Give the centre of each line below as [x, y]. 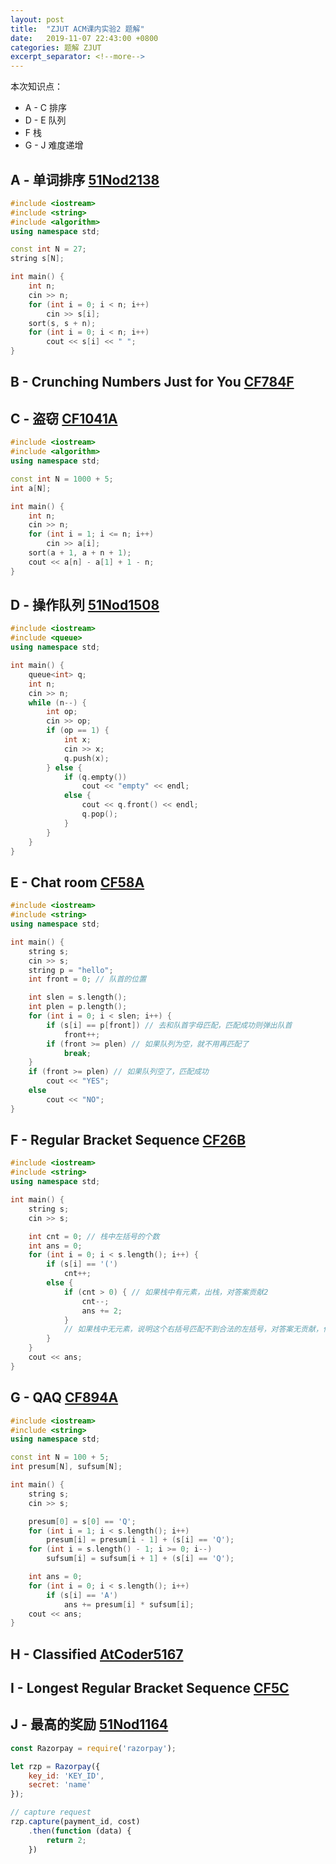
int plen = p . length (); [78, 1007]
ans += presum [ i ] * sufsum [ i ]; [129, 1604]
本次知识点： [36, 87]
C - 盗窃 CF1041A [64, 418]
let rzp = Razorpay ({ [55, 1766]
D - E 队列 [45, 120]
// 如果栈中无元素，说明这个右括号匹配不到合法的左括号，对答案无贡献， [193, 1329]
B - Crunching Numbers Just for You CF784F [152, 382]
